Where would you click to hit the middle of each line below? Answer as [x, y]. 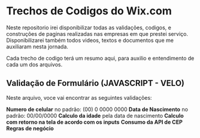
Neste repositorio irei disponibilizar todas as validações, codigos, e [89, 27]
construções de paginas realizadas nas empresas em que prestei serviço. [97, 33]
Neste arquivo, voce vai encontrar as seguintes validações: [79, 97]
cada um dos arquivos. [34, 65]
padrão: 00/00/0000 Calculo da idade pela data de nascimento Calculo [95, 115]
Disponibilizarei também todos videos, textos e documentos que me [90, 40]
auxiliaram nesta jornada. [37, 47]
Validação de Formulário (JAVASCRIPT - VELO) [95, 83]
